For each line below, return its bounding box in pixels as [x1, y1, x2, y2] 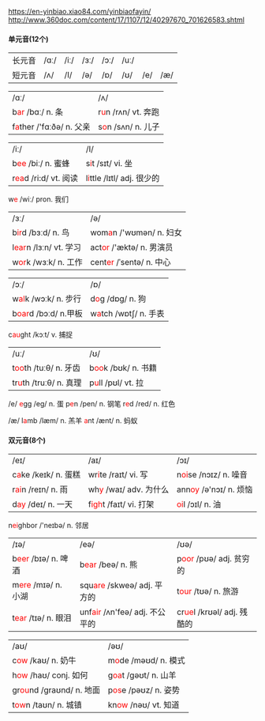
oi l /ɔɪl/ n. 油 [176, 499, 222, 510]
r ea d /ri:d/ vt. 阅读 [12, 173, 79, 184]
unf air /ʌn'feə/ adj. [79, 606, 148, 617]
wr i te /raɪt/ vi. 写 [88, 470, 148, 481]
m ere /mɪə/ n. [12, 579, 63, 591]
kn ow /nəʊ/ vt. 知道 [107, 700, 180, 711]
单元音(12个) [8, 34, 49, 43]
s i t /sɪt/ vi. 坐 [85, 158, 132, 169]
